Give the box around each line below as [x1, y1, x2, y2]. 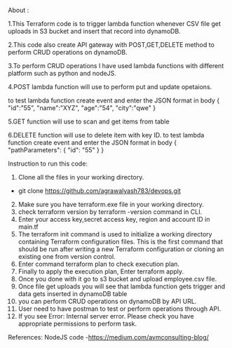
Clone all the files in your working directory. [18, 173, 144, 181]
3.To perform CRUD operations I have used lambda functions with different [8, 62, 224, 69]
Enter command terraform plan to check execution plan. [18, 260, 180, 268]
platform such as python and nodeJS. [8, 69, 116, 77]
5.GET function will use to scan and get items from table [8, 117, 170, 126]
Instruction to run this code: [8, 159, 88, 168]
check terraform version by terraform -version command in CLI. [18, 208, 203, 216]
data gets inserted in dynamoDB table [18, 290, 128, 297]
